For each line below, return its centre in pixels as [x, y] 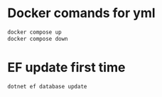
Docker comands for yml [81, 13]
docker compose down [38, 39]
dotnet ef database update [47, 86]
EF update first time [66, 67]
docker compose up [34, 32]
